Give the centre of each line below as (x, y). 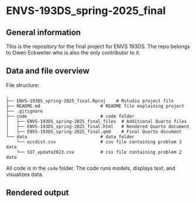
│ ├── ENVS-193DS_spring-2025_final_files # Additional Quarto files (97, 121)
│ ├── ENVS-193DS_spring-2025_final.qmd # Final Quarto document (94, 132)
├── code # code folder (70, 116)
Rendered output (37, 193)
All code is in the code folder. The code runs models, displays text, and (91, 168)
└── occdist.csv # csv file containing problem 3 (99, 142)
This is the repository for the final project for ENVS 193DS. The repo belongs (98, 46)
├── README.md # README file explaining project (95, 106)
